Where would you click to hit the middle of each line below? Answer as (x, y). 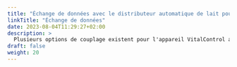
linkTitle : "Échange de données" (56, 20)
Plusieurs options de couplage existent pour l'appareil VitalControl (120, 40)
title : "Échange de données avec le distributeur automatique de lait (113, 14)
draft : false (26, 46)
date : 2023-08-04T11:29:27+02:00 (56, 27)
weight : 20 (23, 53)
